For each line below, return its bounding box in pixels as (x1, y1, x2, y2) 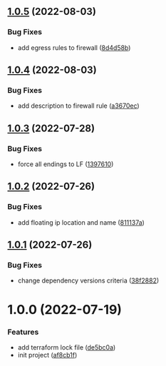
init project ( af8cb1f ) (17, 350, 78, 359)
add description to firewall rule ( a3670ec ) (17, 101, 140, 110)
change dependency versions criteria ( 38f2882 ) (17, 276, 160, 285)
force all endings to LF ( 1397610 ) (17, 160, 114, 168)
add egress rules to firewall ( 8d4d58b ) (17, 43, 131, 52)
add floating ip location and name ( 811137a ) (17, 218, 145, 227)
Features (7, 327, 39, 337)
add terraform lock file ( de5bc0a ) (17, 342, 116, 352)
